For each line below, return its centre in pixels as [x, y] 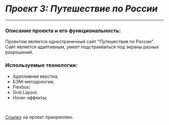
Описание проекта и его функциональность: [63, 31]
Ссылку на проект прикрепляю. [39, 117]
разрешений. [19, 52]
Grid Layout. [25, 92]
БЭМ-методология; [33, 81]
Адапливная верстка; [35, 76]
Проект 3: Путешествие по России [81, 9]
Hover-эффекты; [30, 97]
